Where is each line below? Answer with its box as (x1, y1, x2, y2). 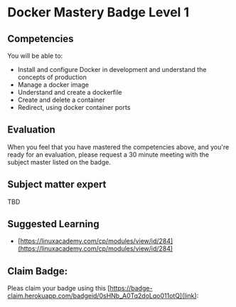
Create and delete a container (17, 95, 105, 104)
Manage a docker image (17, 80, 89, 89)
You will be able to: (7, 51, 63, 60)
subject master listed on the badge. (7, 157, 112, 166)
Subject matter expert (7, 179, 107, 191)
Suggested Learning (7, 218, 100, 230)
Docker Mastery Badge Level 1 (7, 4, 190, 21)
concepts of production (17, 73, 87, 81)
